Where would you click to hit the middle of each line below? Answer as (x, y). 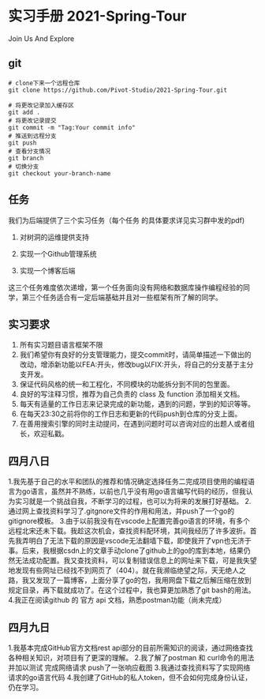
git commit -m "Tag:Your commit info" (72, 127)
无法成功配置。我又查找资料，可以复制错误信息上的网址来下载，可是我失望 (136, 561)
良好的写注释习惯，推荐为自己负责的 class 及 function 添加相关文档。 (132, 394)
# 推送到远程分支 (32, 136)
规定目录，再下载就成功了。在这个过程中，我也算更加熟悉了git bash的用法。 (132, 590)
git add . (24, 112)
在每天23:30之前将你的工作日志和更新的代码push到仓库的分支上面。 (131, 414)
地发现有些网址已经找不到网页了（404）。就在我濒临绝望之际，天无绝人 (123, 570)
